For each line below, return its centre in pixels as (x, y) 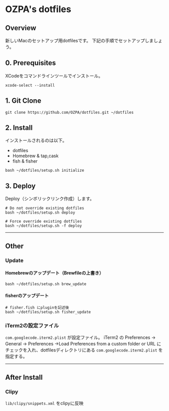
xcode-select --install (30, 85)
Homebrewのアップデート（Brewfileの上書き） (55, 273)
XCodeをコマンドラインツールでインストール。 (54, 76)
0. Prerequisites (31, 63)
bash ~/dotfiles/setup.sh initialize (45, 170)
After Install (24, 377)
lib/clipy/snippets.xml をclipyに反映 (45, 403)
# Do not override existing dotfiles (45, 208)
